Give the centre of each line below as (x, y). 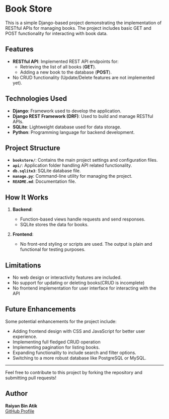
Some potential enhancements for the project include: (61, 321)
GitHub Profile (20, 411)
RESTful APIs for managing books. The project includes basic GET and (78, 28)
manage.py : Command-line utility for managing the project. (72, 176)
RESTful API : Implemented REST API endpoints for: (66, 61)
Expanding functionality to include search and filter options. (74, 353)
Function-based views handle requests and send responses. (83, 219)
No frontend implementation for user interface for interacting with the (84, 288)
